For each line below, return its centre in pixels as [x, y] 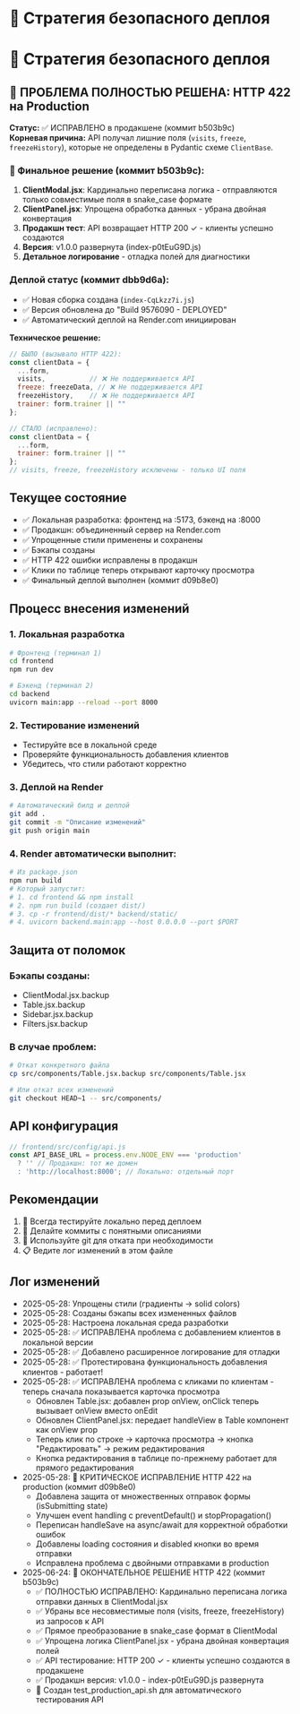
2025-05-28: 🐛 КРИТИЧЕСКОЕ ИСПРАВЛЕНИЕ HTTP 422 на [137, 1477]
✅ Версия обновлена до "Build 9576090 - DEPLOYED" [124, 309]
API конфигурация [64, 1127]
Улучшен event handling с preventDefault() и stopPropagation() [154, 1515]
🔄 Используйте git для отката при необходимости [117, 1240]
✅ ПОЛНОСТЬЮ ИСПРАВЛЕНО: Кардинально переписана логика [161, 1591]
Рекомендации [54, 1200]
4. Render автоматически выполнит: [93, 853]
